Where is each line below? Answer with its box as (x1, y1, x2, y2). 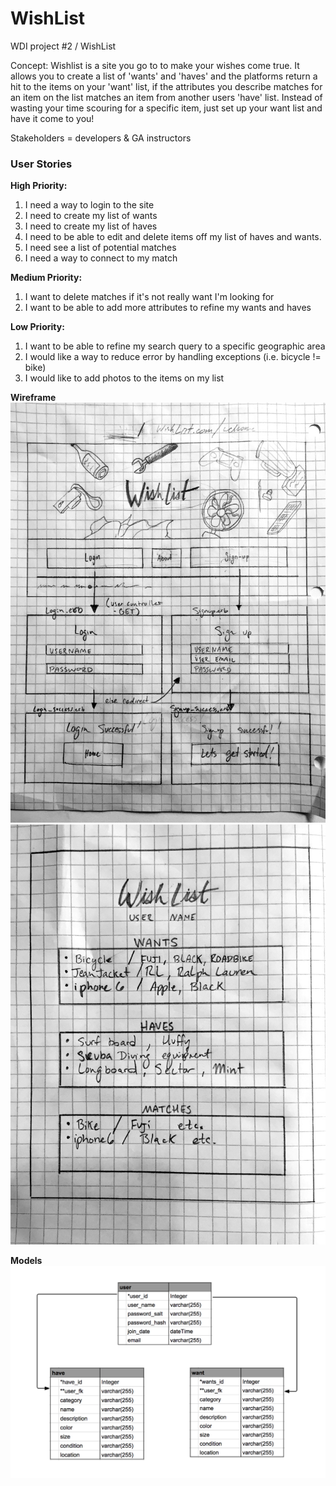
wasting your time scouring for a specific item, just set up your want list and (10, 102, 323, 114)
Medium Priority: (10, 272, 83, 284)
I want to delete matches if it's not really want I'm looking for (24, 291, 275, 303)
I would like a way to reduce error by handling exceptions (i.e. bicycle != (24, 351, 322, 363)
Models (10, 1255, 43, 1267)
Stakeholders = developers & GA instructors (10, 132, 192, 144)
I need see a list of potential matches (24, 242, 177, 254)
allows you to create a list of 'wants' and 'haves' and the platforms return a (10, 70, 318, 82)
